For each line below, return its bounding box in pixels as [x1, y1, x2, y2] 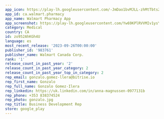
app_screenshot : [5, 20, 38, 26]
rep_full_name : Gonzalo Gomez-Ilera [5, 84, 80, 89]
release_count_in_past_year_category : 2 [5, 66, 89, 71]
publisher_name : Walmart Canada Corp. [5, 52, 84, 57]
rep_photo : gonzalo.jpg [5, 98, 54, 102]
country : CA [5, 30, 29, 34]
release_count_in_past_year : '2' [5, 61, 73, 66]
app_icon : [5, 7, 25, 12]
